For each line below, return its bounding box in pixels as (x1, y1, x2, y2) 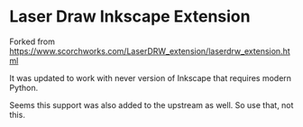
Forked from (9, 36, 56, 47)
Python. (9, 82, 39, 93)
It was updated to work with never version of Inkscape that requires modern (9, 72, 291, 83)
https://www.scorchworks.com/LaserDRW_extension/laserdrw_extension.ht (9, 45, 290, 56)
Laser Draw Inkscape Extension (9, 6, 251, 27)
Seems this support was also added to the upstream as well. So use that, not (9, 99, 294, 110)
